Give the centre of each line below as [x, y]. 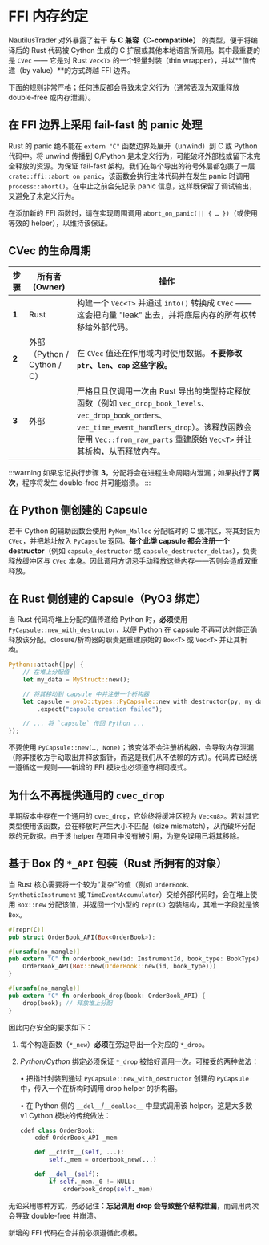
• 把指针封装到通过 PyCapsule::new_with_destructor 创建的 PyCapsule [134, 1078]
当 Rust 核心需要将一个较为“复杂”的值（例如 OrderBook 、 [101, 884]
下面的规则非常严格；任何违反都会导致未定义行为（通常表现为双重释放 [124, 87]
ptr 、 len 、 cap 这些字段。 [125, 365]
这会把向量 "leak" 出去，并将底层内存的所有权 [163, 315]
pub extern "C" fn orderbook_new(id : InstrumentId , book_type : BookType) [134, 959]
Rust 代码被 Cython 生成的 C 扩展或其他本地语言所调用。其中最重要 [142, 50]
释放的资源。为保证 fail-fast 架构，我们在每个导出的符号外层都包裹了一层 [135, 166]
